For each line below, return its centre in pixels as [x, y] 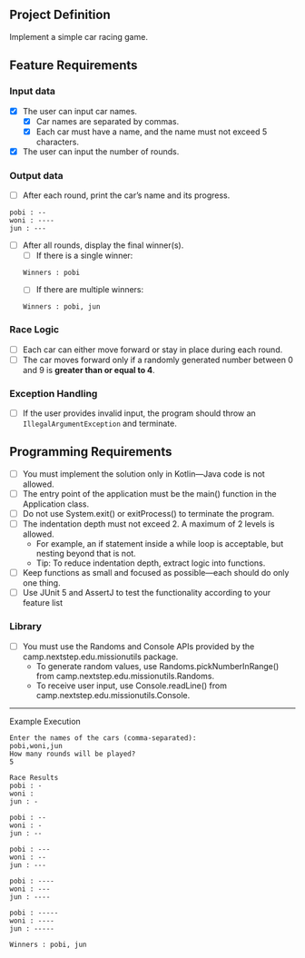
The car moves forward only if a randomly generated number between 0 [157, 360]
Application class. [56, 504]
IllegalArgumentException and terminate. [99, 424]
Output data [36, 175]
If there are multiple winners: [90, 290]
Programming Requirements [91, 452]
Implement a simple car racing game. [79, 36]
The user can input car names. [80, 111]
